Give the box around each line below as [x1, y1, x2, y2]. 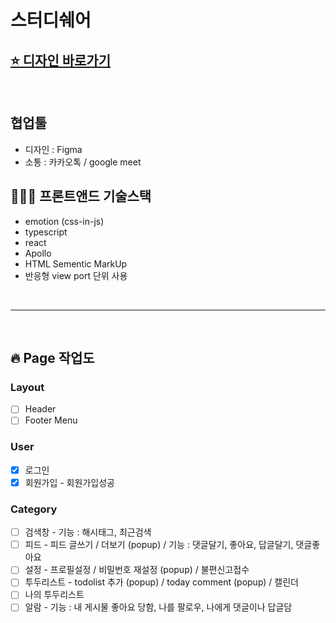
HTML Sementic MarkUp [24, 257, 128, 270]
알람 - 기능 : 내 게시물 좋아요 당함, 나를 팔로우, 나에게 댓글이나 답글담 [24, 601, 293, 613]
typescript [24, 226, 68, 238]
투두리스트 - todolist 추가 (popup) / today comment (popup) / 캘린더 [24, 576, 299, 588]
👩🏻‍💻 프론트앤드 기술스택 [10, 188, 152, 205]
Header [24, 403, 57, 415]
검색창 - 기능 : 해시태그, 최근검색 [24, 526, 152, 538]
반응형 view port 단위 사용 [24, 269, 128, 281]
